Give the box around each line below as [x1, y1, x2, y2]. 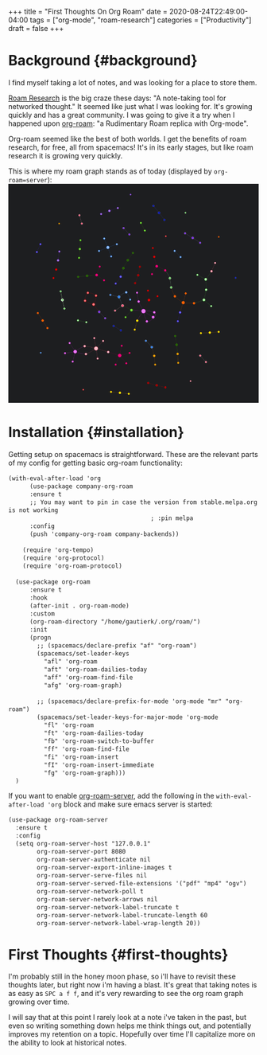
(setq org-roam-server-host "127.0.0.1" [15, 839, 151, 847]
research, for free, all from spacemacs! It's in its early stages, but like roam [8, 143, 253, 152]
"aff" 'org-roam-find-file [43, 673, 133, 682]
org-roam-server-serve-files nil [37, 871, 148, 879]
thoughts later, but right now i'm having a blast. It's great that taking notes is [8, 980, 257, 990]
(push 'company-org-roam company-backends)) [29, 529, 180, 538]
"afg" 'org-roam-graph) [43, 681, 123, 690]
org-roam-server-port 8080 [37, 847, 126, 855]
